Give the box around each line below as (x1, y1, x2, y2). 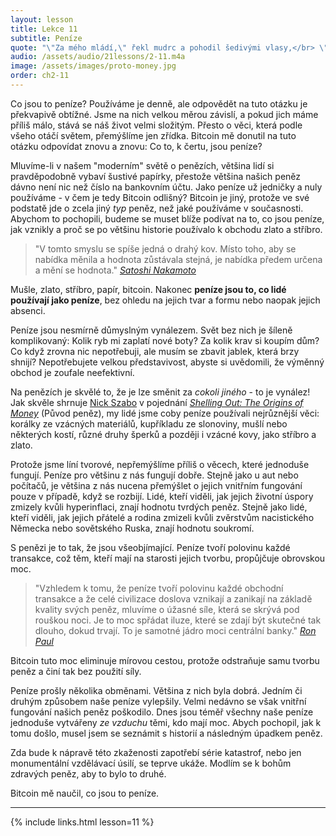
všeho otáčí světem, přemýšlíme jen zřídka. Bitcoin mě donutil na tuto (10, 129, 297, 141)
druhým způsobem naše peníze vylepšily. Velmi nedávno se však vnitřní (10, 695, 307, 707)
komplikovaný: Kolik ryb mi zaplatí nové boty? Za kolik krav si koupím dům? (10, 334, 320, 346)
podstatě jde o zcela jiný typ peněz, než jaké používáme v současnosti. (10, 202, 304, 214)
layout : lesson (10, 14, 74, 25)
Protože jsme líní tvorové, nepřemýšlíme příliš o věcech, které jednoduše (10, 458, 310, 470)
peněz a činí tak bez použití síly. (10, 665, 142, 677)
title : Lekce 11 (10, 24, 78, 34)
